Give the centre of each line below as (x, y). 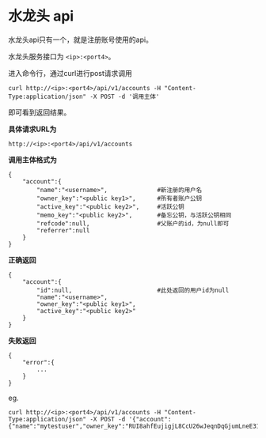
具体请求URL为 (32, 129)
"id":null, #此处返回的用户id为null (133, 290)
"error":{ (39, 362)
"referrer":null (63, 230)
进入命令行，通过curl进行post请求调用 (70, 73)
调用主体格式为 (32, 160)
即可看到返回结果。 (40, 112)
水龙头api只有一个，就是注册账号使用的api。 (80, 40)
